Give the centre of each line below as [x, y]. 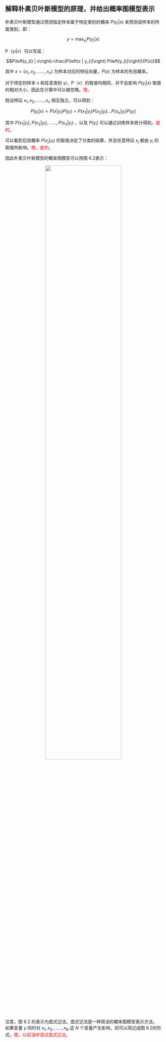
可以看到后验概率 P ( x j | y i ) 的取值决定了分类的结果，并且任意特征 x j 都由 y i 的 [82, 141]
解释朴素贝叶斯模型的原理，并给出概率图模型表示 [80, 9]
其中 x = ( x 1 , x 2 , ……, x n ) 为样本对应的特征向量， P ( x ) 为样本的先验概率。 [78, 72]
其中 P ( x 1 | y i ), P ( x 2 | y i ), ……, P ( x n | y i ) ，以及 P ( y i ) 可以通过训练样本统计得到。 [81, 123]
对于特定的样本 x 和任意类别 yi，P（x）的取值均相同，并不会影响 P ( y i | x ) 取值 [83, 83]
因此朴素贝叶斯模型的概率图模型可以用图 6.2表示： [57, 158]
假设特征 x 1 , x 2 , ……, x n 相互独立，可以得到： [50, 101]
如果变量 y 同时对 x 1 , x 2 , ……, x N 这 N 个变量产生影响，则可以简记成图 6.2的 [81, 1028]
